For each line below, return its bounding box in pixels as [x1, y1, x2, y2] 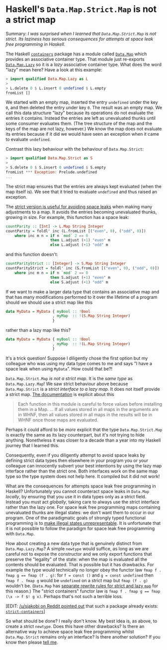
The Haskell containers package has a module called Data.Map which [5, 51, 147, 57]
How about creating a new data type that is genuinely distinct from [5, 540, 142, 546]
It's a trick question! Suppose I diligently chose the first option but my [5, 355, 148, 361]
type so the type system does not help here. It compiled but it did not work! [5, 473, 160, 479]
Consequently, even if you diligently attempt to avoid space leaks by [5, 452, 146, 458]
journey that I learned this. [5, 442, 60, 448]
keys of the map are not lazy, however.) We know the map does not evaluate [5, 126, 162, 132]
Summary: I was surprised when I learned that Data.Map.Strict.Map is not [5, 30, 157, 36]
